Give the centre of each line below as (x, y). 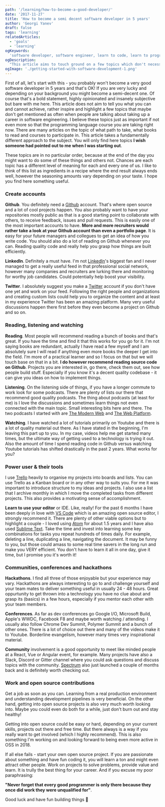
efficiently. (16, 251)
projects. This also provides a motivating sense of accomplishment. (73, 498)
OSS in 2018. (18, 745)
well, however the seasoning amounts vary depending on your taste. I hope (81, 176)
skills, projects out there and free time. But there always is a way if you (77, 729)
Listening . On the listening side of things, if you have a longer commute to (80, 387)
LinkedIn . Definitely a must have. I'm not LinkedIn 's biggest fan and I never (81, 261)
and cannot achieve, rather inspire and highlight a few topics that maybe (78, 109)
